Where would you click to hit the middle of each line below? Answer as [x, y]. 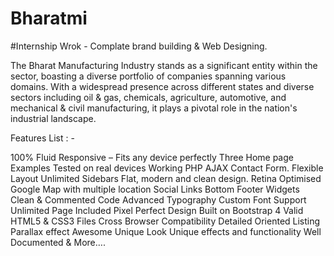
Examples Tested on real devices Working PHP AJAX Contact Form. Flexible [167, 168]
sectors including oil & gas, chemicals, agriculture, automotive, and [148, 97]
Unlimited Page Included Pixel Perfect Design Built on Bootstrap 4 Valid [157, 210]
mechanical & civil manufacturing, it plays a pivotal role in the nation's [154, 108]
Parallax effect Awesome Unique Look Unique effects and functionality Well [166, 231]
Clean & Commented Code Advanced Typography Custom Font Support [158, 199]
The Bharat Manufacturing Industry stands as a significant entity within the [164, 65]
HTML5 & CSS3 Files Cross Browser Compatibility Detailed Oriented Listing [165, 221]
